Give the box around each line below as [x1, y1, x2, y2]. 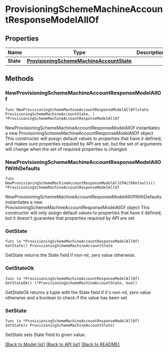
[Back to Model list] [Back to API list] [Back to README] [5, 341, 120, 347]
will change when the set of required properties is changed [5, 146, 127, 152]
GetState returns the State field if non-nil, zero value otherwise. [5, 252, 136, 258]
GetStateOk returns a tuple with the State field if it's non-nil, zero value [5, 289, 151, 295]
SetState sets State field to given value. [5, 331, 86, 337]
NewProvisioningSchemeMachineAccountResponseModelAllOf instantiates [5, 124, 160, 131]
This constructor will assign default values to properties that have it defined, [5, 135, 162, 141]
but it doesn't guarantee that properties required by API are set [5, 215, 135, 221]
